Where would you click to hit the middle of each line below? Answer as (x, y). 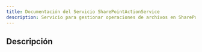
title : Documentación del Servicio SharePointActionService (83, 12)
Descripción (29, 42)
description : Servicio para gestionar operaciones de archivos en (91, 17)
